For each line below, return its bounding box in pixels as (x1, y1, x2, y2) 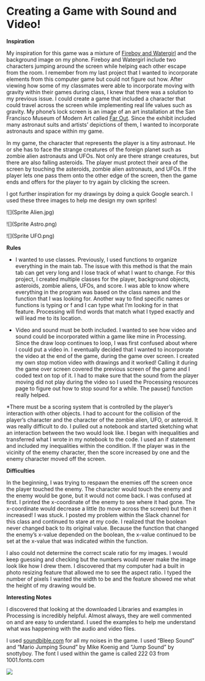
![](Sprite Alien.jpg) (6, 208, 54, 215)
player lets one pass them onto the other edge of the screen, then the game (6, 171, 198, 179)
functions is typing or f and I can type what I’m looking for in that (15, 301, 179, 308)
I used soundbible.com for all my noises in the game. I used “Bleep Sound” (6, 636, 195, 644)
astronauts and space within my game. (6, 127, 104, 135)
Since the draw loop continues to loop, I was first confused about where (15, 339, 198, 346)
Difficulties (6, 467, 35, 474)
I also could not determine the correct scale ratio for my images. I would (6, 549, 188, 556)
